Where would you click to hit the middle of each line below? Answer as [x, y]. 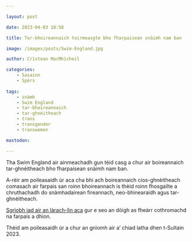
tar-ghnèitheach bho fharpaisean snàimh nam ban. [67, 169]
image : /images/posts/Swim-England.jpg [55, 48]
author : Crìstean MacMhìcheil [43, 59]
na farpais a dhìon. [29, 216]
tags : [13, 92]
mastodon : [18, 140]
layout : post [22, 16]
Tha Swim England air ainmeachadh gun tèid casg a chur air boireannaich [95, 162]
